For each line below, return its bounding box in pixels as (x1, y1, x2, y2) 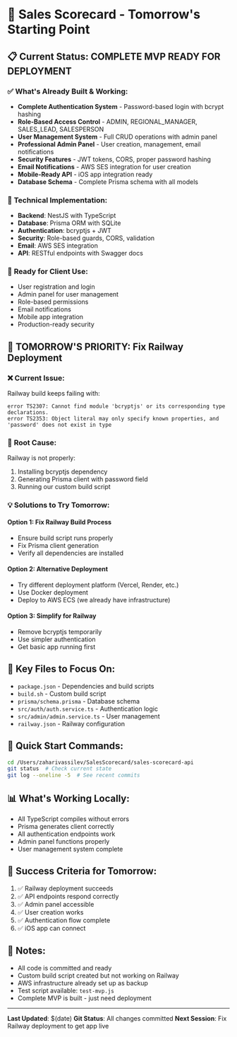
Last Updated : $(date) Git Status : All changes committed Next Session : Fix (7, 1014, 227, 1022)
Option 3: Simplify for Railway (7, 612, 97, 620)
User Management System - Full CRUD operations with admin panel (17, 132, 217, 141)
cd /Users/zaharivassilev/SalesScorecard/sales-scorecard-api (7, 759, 194, 766)
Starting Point (7, 21, 90, 38)
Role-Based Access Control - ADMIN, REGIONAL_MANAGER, (17, 117, 197, 126)
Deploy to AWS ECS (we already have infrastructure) (17, 595, 171, 604)
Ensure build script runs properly (17, 534, 114, 542)
